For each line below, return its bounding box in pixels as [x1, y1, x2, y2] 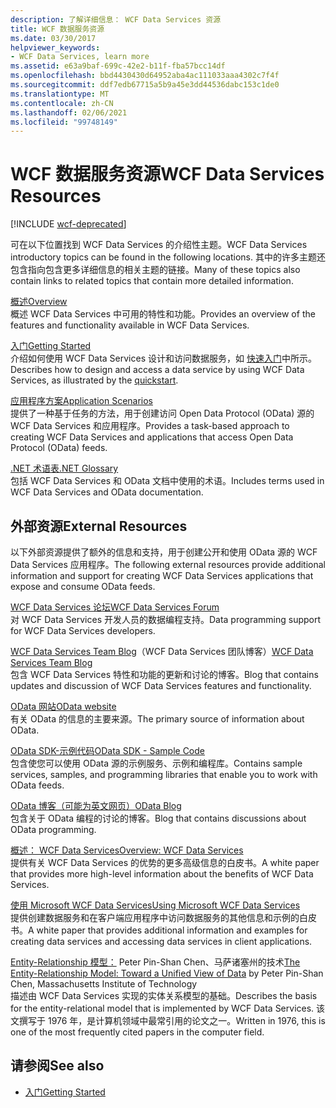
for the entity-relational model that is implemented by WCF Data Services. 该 [10, 1002, 326, 1014]
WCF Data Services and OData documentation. [10, 486, 204, 498]
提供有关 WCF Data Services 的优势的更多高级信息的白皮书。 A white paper [10, 857, 320, 868]
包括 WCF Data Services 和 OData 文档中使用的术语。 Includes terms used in [10, 475, 325, 487]
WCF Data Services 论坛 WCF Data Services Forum [10, 601, 220, 613]
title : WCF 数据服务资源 [10, 24, 105, 34]
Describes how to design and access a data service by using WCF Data [10, 364, 305, 376]
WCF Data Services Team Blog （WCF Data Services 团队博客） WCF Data [10, 646, 314, 657]
